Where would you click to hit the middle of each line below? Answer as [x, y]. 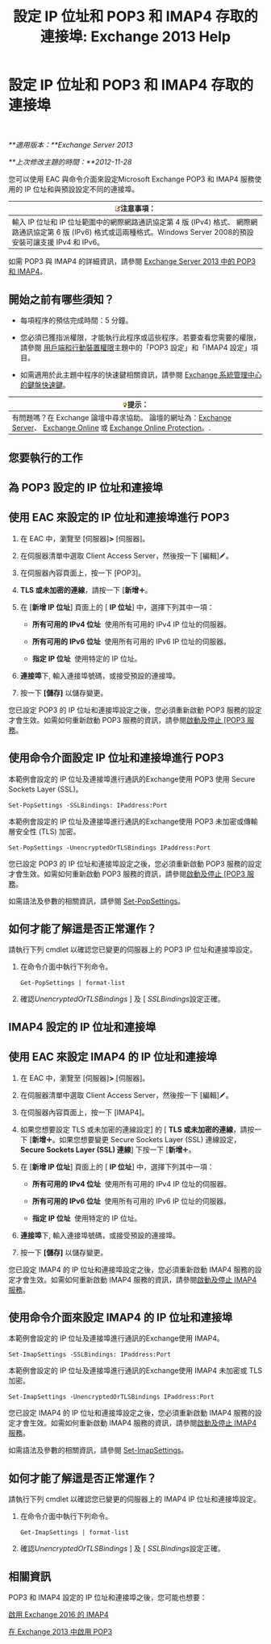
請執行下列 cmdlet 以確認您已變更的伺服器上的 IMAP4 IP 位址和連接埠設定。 [134, 1499]
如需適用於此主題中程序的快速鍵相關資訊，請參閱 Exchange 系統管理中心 [141, 375]
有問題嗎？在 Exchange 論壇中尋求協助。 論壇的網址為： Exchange [122, 417]
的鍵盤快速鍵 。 [45, 385]
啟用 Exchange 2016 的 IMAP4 [58, 1615]
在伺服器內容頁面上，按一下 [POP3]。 [83, 573]
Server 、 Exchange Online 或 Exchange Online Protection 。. [111, 428]
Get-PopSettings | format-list [73, 983]
